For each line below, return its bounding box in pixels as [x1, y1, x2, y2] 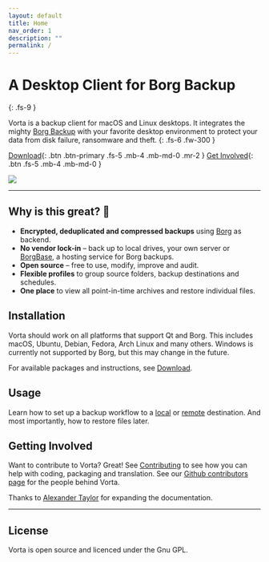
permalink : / [8, 42, 52, 50]
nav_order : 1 [8, 26, 52, 34]
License [8, 524, 49, 537]
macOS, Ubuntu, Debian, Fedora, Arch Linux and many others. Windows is [8, 338, 254, 349]
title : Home [8, 19, 48, 27]
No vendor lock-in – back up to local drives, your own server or [19, 243, 231, 253]
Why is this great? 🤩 [8, 205, 110, 219]
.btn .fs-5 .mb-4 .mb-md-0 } [8, 160, 102, 169]
